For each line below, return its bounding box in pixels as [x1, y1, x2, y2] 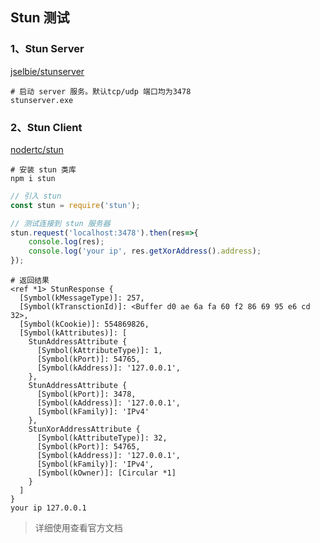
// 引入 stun [10, 191, 62, 201]
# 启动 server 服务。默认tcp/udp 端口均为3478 [10, 86, 192, 97]
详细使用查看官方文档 [34, 522, 123, 534]
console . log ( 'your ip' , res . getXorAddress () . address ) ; [28, 246, 262, 257]
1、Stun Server [10, 42, 85, 56]
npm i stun [10, 173, 56, 183]
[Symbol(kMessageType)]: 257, [19, 293, 145, 303]
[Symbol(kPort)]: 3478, [36, 389, 137, 400]
